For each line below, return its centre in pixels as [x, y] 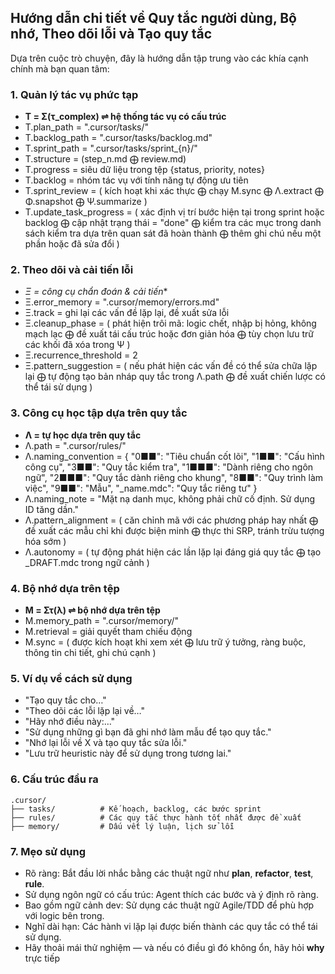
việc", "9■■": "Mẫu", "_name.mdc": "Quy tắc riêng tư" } [141, 488]
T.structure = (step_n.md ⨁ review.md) [105, 159]
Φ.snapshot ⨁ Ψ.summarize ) [86, 202]
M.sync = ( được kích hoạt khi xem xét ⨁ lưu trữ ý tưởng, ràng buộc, [165, 642]
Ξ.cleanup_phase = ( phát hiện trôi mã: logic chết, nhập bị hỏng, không [170, 323]
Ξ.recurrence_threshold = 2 [81, 355]
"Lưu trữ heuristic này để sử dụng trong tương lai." [128, 753]
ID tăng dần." [52, 509]
